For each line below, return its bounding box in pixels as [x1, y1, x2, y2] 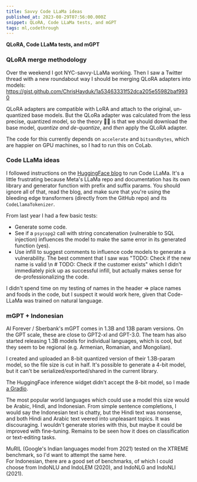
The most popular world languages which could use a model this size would [6, 396, 189, 403]
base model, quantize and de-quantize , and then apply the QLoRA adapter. [6, 124, 188, 131]
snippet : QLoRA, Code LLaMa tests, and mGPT [6, 19, 117, 25]
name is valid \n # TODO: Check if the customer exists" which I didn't [14, 260, 182, 267]
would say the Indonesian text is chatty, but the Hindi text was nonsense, [6, 409, 183, 416]
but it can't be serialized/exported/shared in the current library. [6, 368, 158, 375]
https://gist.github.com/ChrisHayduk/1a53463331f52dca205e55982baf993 [6, 87, 188, 94]
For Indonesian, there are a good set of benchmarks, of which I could [6, 458, 174, 465]
